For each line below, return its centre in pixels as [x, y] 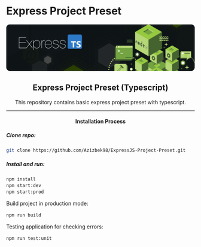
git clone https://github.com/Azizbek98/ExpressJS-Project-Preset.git [96, 150]
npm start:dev [24, 186]
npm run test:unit [29, 238]
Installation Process [100, 122]
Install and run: [25, 164]
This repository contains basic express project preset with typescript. [100, 102]
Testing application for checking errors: [55, 227]
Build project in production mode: [47, 203]
